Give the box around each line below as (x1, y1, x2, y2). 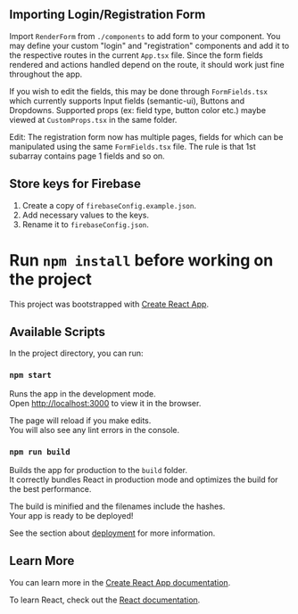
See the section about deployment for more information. (9, 528, 216, 538)
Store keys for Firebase (9, 176, 141, 192)
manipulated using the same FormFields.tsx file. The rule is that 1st (9, 141, 256, 151)
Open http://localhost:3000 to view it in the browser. (9, 397, 202, 408)
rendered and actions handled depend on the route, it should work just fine (9, 59, 285, 70)
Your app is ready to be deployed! (9, 510, 134, 520)
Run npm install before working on (9, 250, 274, 270)
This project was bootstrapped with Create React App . (9, 299, 210, 309)
